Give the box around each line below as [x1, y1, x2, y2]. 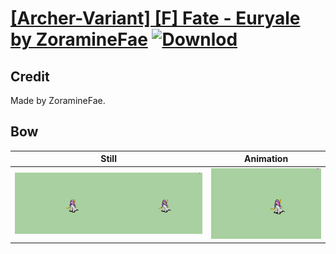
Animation [244, 153, 289, 165]
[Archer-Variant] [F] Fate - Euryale [10, 7, 301, 30]
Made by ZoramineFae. [10, 95, 106, 106]
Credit [10, 68, 50, 85]
